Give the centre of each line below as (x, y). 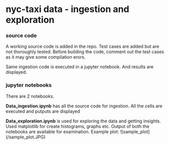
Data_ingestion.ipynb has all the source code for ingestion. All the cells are (84, 106)
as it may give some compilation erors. (46, 57)
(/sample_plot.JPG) (26, 137)
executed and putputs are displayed (43, 111)
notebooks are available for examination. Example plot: (63, 131)
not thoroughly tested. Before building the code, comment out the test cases (85, 52)
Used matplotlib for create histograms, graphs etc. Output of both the (78, 126)
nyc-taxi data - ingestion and (68, 9)
